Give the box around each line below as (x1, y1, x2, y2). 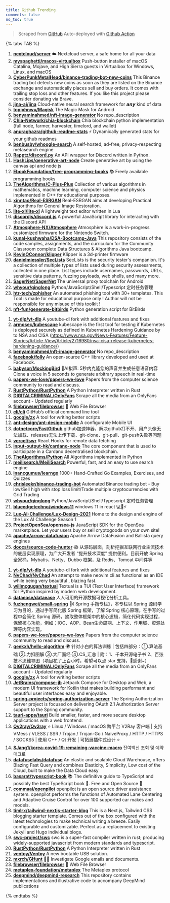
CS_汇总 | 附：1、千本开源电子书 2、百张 (79, 651, 164, 658)
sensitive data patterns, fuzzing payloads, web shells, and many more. (13, 273, 160, 279)
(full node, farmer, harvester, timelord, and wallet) (13, 123, 117, 129)
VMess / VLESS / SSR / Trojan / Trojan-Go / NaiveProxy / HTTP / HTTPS (13, 731, 163, 737)
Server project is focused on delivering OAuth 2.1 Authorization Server (13, 701, 159, 707)
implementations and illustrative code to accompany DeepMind (13, 878, 145, 884)
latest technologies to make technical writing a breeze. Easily (13, 818, 141, 824)
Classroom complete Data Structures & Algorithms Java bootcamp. (13, 246, 153, 252)
